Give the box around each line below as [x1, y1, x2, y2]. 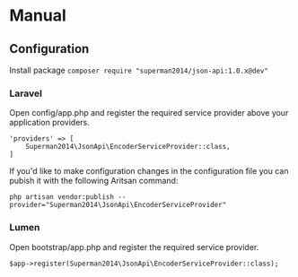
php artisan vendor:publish [9, 193, 115, 202]
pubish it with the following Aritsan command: [9, 176, 179, 186]
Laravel [9, 87, 43, 100]
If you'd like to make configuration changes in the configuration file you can [9, 166, 289, 177]
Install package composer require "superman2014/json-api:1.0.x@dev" [9, 65, 269, 75]
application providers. [9, 117, 90, 128]
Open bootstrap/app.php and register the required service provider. [9, 241, 259, 252]
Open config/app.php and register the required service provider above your [9, 108, 289, 118]
